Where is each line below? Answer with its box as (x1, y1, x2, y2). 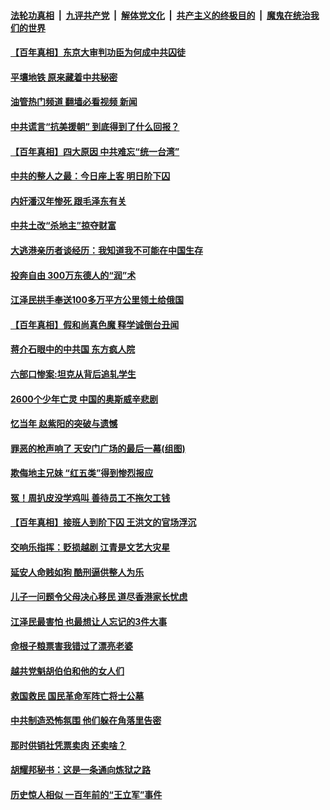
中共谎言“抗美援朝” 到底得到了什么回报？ (10, 120, 180, 132)
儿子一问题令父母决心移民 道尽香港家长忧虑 (10, 591, 188, 603)
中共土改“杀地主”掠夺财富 (10, 220, 117, 232)
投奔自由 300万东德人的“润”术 (10, 269, 137, 281)
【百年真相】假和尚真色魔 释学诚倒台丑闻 (10, 318, 180, 330)
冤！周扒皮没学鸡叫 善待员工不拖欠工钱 (10, 491, 171, 504)
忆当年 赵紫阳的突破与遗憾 (10, 418, 118, 430)
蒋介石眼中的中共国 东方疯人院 (10, 343, 136, 355)
